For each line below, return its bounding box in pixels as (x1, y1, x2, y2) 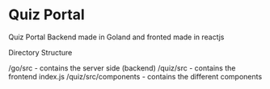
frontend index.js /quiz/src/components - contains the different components (8, 71, 263, 81)
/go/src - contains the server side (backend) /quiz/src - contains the (8, 63, 236, 73)
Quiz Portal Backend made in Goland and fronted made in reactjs (8, 32, 225, 42)
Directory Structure (8, 47, 73, 57)
